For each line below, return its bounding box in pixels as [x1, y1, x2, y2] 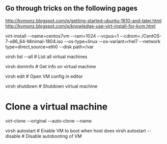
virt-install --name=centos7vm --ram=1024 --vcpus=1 [5, 33, 119, 39]
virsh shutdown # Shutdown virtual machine [5, 83, 98, 89]
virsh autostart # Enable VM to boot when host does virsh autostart [5, 127, 146, 134]
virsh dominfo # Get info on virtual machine [5, 63, 96, 69]
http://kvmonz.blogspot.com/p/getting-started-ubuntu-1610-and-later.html [5, 17, 162, 23]
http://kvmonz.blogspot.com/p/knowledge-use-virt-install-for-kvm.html [5, 23, 156, 29]
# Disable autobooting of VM [21, 133, 82, 139]
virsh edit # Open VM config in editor [5, 73, 83, 79]
